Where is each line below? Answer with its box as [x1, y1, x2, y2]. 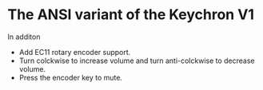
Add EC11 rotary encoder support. [18, 47, 131, 57]
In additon [7, 32, 41, 41]
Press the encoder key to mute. [18, 72, 123, 82]
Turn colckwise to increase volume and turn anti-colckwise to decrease [18, 56, 255, 65]
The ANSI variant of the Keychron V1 [7, 6, 255, 24]
